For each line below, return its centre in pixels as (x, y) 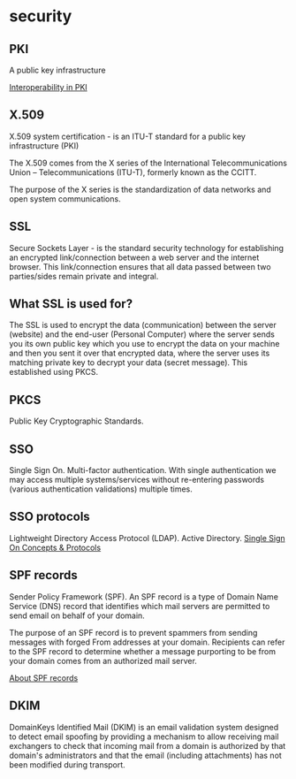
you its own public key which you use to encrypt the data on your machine (144, 344)
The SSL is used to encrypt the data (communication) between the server (143, 325)
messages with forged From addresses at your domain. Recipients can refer (147, 642)
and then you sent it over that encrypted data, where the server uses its (140, 353)
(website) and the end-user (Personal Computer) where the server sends (142, 334)
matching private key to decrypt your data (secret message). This (129, 363)
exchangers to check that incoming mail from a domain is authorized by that (148, 745)
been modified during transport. (67, 764)
